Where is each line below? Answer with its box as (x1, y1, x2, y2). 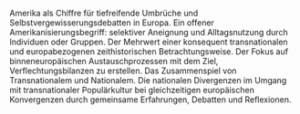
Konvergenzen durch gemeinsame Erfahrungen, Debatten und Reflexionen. (9, 94, 292, 105)
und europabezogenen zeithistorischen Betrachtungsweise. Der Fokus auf (9, 46, 289, 57)
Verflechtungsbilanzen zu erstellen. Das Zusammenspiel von (9, 65, 237, 76)
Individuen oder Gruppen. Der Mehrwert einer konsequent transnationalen (9, 36, 289, 47)
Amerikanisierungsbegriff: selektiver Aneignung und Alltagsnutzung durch (9, 27, 289, 37)
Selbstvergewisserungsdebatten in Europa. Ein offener (9, 17, 214, 28)
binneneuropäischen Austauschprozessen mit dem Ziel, (9, 56, 219, 66)
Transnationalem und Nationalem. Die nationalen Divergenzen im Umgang (9, 75, 287, 85)
